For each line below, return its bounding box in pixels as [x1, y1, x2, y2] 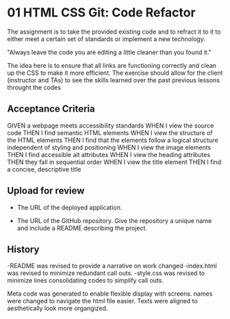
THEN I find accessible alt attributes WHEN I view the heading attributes [7, 150, 211, 158]
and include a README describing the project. [16, 224, 148, 232]
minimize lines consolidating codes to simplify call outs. [7, 276, 164, 285]
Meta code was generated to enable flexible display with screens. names [7, 290, 213, 298]
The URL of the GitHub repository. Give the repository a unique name [16, 216, 212, 224]
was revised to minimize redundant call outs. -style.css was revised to [7, 269, 205, 277]
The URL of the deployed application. [16, 203, 123, 211]
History [7, 244, 40, 255]
